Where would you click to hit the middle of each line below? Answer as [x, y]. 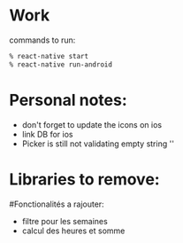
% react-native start [49, 56]
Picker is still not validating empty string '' [98, 144]
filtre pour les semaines [65, 221]
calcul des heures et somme [73, 231]
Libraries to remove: [85, 179]
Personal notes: [69, 100]
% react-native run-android [61, 64]
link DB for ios [47, 134]
